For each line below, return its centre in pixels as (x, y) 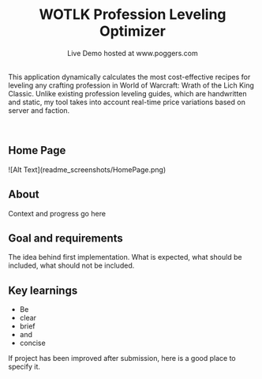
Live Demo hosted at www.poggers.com (133, 53)
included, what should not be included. (71, 265)
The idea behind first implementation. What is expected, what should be (125, 257)
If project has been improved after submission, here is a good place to (122, 358)
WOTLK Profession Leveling (133, 15)
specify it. (24, 367)
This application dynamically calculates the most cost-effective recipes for (129, 77)
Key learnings (43, 290)
